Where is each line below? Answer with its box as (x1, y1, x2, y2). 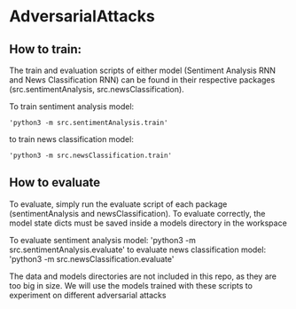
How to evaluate (9, 175, 101, 190)
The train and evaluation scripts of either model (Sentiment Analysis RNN (9, 65, 277, 75)
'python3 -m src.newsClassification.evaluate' (9, 253, 175, 264)
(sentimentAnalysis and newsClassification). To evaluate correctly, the (9, 208, 266, 218)
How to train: (9, 42, 82, 57)
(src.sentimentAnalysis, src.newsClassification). (9, 84, 184, 94)
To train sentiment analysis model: (9, 101, 135, 112)
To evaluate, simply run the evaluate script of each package (9, 198, 228, 210)
